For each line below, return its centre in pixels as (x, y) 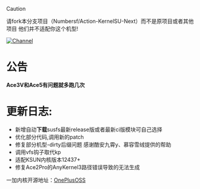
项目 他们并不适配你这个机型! (42, 29)
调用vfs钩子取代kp (38, 152)
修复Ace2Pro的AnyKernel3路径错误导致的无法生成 (77, 167)
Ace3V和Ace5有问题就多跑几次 (46, 85)
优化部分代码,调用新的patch (50, 137)
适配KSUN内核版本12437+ (47, 159)
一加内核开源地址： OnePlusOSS (46, 180)
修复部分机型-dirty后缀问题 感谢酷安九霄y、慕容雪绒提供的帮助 (93, 144)
